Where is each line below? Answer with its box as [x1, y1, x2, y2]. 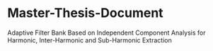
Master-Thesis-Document [7, 5, 164, 21]
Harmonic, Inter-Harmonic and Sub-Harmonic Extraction [7, 35, 172, 44]
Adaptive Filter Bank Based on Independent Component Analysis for [7, 28, 207, 37]
